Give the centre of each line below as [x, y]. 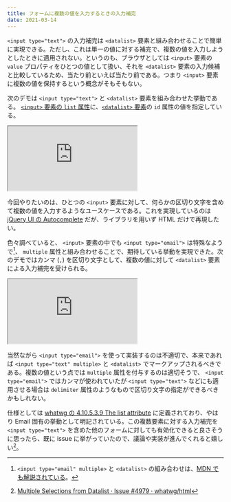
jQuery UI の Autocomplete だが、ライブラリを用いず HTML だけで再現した [113, 219]
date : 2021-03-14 [32, 20]
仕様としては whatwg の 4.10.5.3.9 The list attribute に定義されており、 [107, 413]
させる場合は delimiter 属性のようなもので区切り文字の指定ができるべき [116, 390]
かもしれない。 [28, 398]
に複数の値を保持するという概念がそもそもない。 [76, 83]
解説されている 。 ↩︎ [51, 477]
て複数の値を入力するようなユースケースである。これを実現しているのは [109, 210]
